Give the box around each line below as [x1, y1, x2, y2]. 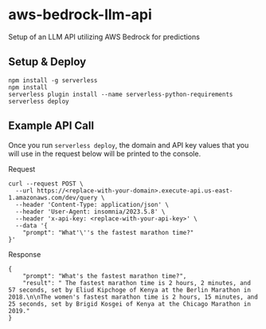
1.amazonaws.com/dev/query [8, 193, 98, 201]
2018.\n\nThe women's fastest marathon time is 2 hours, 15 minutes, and [8, 293, 259, 301]
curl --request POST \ [8, 180, 84, 188]
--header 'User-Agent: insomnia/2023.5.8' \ [15, 208, 166, 216]
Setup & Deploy [8, 55, 87, 69]
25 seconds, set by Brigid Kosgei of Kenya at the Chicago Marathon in [8, 299, 251, 308]
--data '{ [15, 221, 48, 229]
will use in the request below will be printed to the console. [8, 149, 201, 158]
